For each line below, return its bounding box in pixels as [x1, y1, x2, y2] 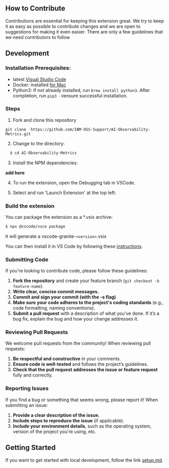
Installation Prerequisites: [5, 64, 71, 71]
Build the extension [5, 202, 55, 210]
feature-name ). [12, 283, 44, 289]
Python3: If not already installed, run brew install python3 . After [12, 87, 151, 93]
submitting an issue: [5, 402, 48, 408]
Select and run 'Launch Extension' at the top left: [12, 190, 117, 196]
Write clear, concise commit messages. [12, 289, 99, 295]
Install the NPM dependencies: [12, 159, 78, 166]
